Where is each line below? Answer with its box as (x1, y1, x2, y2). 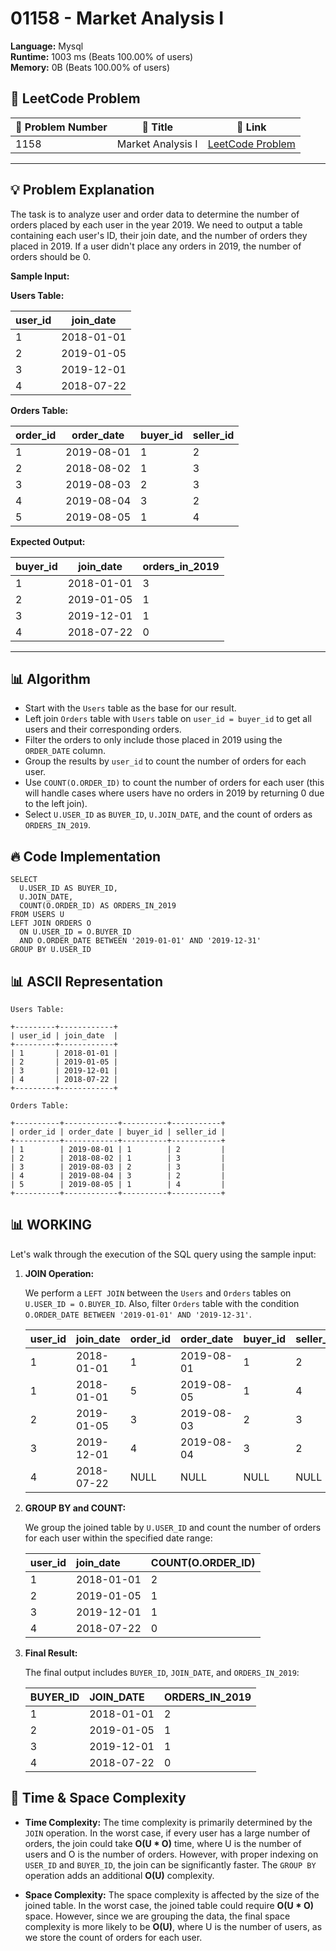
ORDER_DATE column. (24, 745, 106, 757)
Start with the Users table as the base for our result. (24, 702, 237, 714)
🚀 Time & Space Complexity (10, 1790, 187, 1807)
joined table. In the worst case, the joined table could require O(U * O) (24, 1899, 314, 1911)
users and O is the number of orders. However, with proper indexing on (24, 1848, 319, 1860)
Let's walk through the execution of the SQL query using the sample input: (10, 1248, 317, 1260)
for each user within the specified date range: (24, 1532, 213, 1544)
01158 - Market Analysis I (10, 7, 225, 30)
